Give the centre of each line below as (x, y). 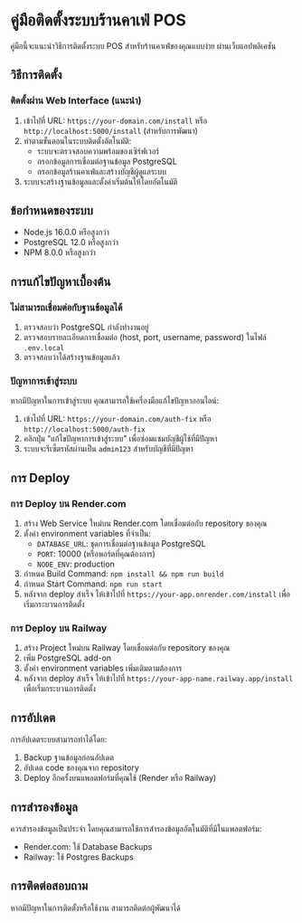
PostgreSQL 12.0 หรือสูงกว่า (71, 243)
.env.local (44, 348)
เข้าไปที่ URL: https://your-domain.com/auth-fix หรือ (117, 419)
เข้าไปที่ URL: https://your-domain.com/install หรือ (115, 120)
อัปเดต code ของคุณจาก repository (81, 768)
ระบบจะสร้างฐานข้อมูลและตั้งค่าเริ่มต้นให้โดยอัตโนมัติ (100, 181)
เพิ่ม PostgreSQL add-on (67, 658)
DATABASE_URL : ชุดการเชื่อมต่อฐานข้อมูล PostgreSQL (121, 544)
